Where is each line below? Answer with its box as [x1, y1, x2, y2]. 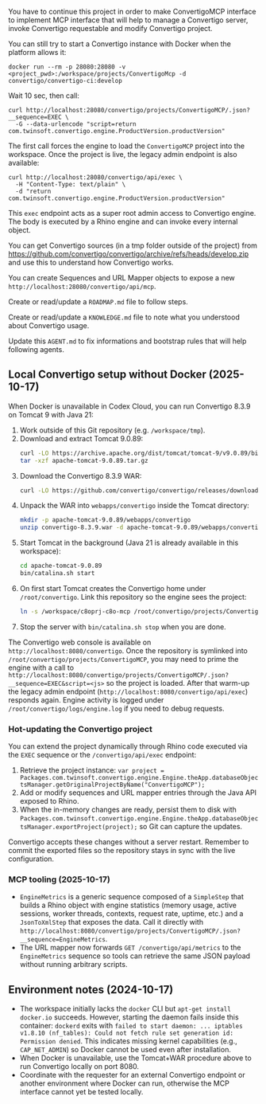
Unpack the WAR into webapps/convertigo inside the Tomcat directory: [19, 501, 250, 511]
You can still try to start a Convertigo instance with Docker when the [8, 39, 232, 49]
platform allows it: [8, 48, 67, 57]
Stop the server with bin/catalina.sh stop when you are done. [19, 621, 226, 632]
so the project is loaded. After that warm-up [106, 678, 250, 687]
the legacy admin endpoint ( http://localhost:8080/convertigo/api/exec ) [8, 687, 249, 696]
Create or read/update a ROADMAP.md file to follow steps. [8, 297, 188, 306]
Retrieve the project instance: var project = [19, 765, 164, 775]
